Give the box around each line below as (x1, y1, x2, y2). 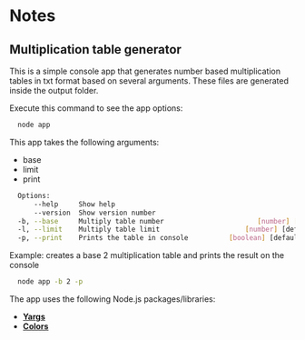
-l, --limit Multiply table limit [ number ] (17, 225, 279, 235)
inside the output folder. (9, 85, 99, 95)
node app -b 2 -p (17, 277, 84, 286)
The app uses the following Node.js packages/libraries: (9, 294, 216, 305)
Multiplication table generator (9, 42, 182, 57)
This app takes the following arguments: (9, 136, 160, 147)
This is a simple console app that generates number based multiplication (9, 65, 281, 76)
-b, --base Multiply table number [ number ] (17, 216, 290, 225)
